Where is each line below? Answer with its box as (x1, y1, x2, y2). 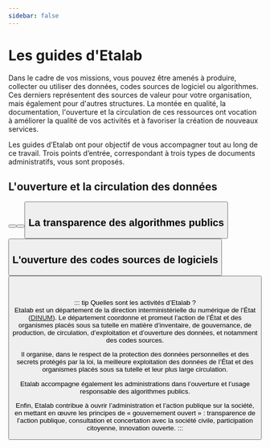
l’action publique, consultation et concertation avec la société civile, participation (17, 416, 253, 425)
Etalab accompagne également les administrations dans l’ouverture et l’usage (19, 379, 251, 388)
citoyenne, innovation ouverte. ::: (87, 423, 183, 432)
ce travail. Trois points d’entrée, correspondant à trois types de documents (8, 148, 256, 157)
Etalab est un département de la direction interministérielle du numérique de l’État (14, 306, 256, 314)
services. (8, 124, 39, 133)
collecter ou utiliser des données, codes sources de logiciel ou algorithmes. (8, 81, 259, 91)
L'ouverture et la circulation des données (8, 180, 218, 193)
